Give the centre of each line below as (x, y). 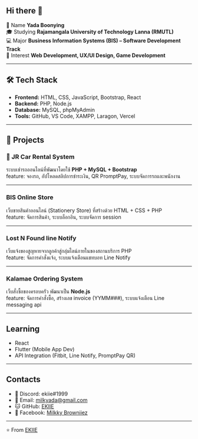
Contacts (24, 380)
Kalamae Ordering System (44, 279)
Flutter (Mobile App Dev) (44, 349)
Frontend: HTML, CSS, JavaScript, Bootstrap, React (78, 97)
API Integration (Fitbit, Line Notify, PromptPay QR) (75, 356)
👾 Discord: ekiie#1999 (41, 394)
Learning (23, 329)
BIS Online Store (30, 197)
